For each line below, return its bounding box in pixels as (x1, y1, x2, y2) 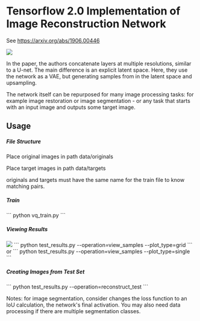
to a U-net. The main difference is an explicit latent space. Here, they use (6, 66, 188, 73)
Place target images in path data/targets (6, 164, 106, 172)
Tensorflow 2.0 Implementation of (6, 4, 181, 18)
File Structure (6, 137, 41, 145)
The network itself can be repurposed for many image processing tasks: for (6, 90, 194, 98)
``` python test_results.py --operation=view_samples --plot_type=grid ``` (13, 242, 193, 249)
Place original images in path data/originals (6, 153, 113, 160)
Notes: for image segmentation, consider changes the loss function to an (6, 295, 187, 302)
